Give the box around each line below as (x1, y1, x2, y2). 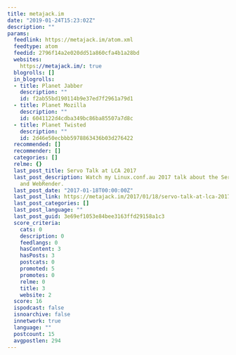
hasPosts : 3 (20, 252, 55, 259)
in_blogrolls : (13, 75, 55, 83)
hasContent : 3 (20, 245, 61, 253)
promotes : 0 (20, 271, 55, 278)
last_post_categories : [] (13, 200, 90, 207)
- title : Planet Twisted (13, 121, 86, 129)
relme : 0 (20, 278, 46, 285)
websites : (13, 56, 42, 63)
